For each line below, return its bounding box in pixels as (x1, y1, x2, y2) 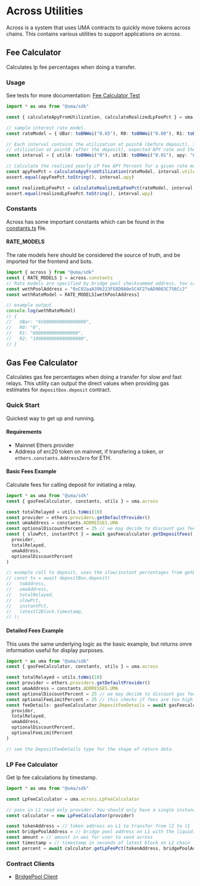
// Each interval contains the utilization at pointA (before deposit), (6, 141, 190, 147)
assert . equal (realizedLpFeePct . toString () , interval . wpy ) (6, 190, 153, 196)
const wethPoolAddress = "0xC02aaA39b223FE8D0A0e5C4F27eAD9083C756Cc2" (6, 286, 187, 292)
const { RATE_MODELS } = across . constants (6, 274, 113, 281)
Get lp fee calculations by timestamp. (6, 774, 98, 781)
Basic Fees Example (6, 468, 57, 475)
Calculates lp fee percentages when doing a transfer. (6, 63, 136, 70)
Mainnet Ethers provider (14, 442, 74, 449)
